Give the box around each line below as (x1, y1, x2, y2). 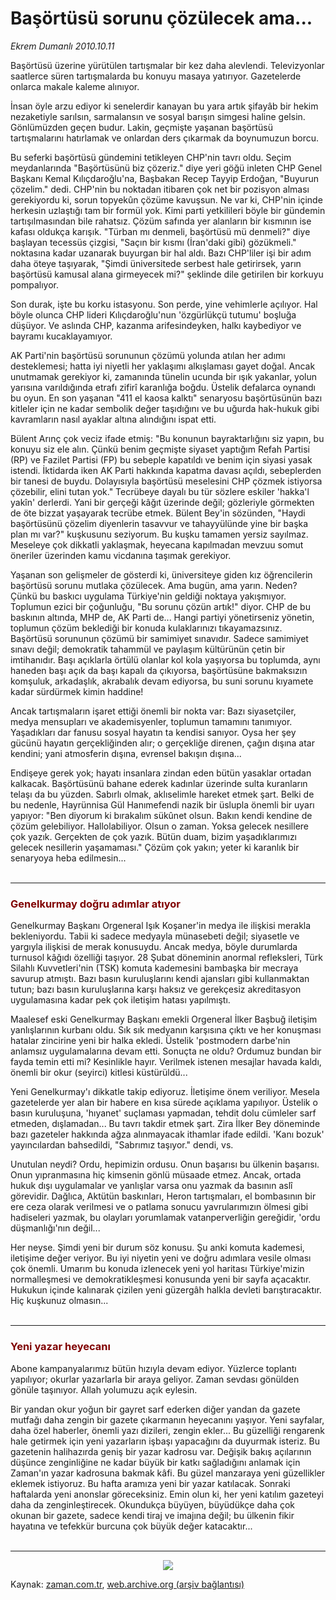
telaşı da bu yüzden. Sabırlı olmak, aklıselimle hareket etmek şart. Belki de (10, 788, 315, 800)
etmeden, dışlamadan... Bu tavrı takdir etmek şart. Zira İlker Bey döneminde (10, 1118, 321, 1130)
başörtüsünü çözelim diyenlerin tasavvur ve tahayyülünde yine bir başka (10, 517, 309, 529)
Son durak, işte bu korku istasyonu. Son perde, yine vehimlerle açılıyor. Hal (10, 298, 318, 310)
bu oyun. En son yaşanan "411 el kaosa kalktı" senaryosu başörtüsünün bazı (10, 392, 323, 404)
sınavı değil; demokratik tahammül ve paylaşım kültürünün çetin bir (10, 643, 286, 655)
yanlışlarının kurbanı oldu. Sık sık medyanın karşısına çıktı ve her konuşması (10, 1024, 322, 1036)
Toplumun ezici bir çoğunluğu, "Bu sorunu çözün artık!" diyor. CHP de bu (10, 600, 311, 612)
